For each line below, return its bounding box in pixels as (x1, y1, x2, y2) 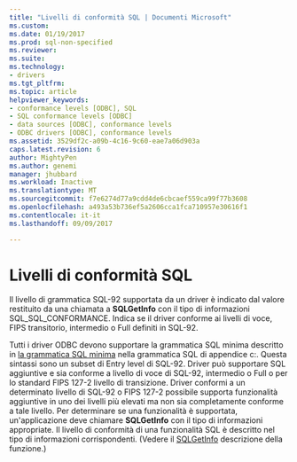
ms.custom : (9, 21, 50, 30)
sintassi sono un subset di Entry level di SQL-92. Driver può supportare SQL (9, 358, 286, 369)
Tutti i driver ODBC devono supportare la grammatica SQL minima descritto (9, 340, 284, 350)
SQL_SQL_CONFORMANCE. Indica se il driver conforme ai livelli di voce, (9, 313, 273, 324)
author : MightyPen (9, 153, 77, 162)
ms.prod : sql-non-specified (9, 37, 113, 47)
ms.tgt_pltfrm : (9, 79, 66, 88)
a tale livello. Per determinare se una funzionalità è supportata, (9, 405, 238, 417)
